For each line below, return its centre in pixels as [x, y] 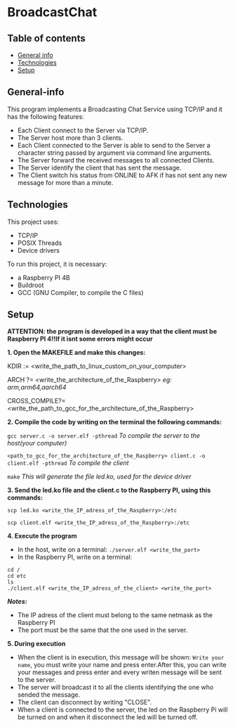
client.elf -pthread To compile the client [68, 463]
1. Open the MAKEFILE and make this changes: [76, 353]
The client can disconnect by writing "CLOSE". [85, 702]
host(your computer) [37, 443]
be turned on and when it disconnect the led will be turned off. [107, 717]
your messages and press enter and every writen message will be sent [120, 672]
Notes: [18, 602]
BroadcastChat [52, 12]
